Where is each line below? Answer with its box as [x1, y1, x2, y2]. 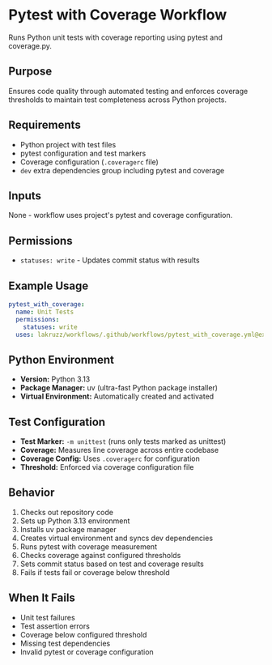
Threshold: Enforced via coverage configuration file [19, 463, 194, 471]
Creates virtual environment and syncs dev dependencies [19, 533, 213, 543]
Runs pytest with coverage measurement [19, 541, 158, 552]
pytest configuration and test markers [19, 148, 147, 158]
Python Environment [8, 352, 115, 366]
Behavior [8, 486, 55, 500]
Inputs [8, 189, 42, 202]
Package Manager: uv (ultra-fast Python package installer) [19, 383, 219, 393]
